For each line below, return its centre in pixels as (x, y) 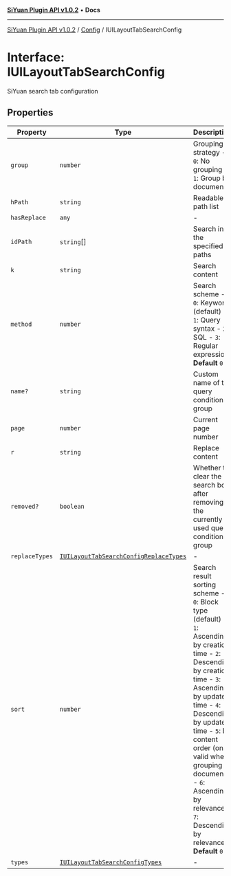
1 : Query (207, 320)
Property (32, 132)
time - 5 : (207, 730)
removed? (25, 506)
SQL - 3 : (207, 337)
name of (206, 382)
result (202, 576)
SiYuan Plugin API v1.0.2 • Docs (54, 10)
